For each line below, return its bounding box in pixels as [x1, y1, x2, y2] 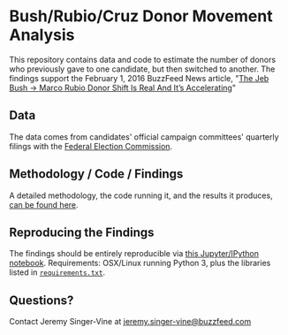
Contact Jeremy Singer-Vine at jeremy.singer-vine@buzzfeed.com [9, 316, 252, 327]
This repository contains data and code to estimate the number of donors [9, 54, 277, 65]
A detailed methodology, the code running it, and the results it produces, [9, 190, 273, 201]
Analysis [9, 25, 75, 45]
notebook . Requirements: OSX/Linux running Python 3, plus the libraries [9, 258, 271, 269]
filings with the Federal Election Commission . [9, 141, 173, 151]
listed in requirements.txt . [9, 267, 106, 278]
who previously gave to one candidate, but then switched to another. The [9, 64, 276, 74]
